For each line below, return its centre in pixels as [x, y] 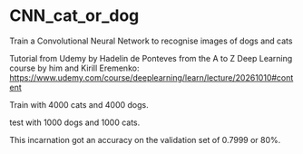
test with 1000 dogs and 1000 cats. [75, 122]
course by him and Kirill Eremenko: [74, 68]
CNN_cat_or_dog [74, 16]
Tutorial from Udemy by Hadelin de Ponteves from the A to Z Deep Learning [151, 58]
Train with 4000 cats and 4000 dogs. [79, 104]
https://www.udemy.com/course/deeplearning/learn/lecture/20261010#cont [151, 77]
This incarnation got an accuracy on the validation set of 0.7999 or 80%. [145, 140]
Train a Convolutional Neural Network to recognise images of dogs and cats [151, 41]
